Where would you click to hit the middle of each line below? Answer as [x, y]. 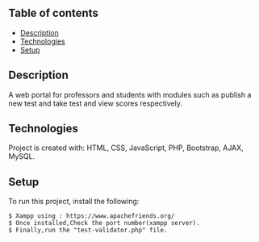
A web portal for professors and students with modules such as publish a [130, 94]
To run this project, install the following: [74, 202]
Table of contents [53, 13]
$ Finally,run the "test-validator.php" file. [88, 230]
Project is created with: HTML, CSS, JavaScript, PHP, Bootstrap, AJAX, [126, 148]
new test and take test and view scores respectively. [96, 103]
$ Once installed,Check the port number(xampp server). [104, 223]
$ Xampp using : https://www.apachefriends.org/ [92, 216]
